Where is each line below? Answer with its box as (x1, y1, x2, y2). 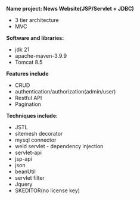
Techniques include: (6, 112, 58, 119)
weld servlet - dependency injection (14, 143, 104, 149)
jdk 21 (14, 46, 30, 53)
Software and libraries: (6, 35, 64, 41)
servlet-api (14, 149, 42, 156)
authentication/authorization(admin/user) (14, 88, 116, 95)
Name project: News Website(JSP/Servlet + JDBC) (6, 5, 134, 12)
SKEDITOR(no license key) (14, 187, 80, 194)
